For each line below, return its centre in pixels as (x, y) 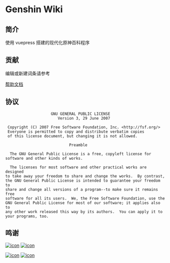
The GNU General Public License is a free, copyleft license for (81, 154)
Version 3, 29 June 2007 (84, 118)
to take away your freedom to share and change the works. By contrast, (85, 176)
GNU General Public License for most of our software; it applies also (83, 203)
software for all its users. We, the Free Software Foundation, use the (85, 198)
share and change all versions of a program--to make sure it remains (82, 189)
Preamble (78, 145)
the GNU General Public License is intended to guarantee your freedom (83, 181)
